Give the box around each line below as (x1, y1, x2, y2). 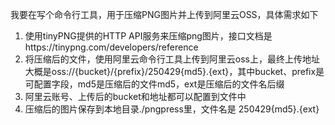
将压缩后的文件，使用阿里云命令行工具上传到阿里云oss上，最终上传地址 (24, 53, 320, 65)
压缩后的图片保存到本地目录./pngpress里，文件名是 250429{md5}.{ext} (24, 103, 320, 115)
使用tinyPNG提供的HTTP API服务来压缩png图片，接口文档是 (24, 30, 273, 42)
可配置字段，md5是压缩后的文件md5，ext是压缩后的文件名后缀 (24, 78, 285, 90)
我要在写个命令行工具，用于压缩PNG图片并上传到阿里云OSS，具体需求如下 (10, 9, 319, 20)
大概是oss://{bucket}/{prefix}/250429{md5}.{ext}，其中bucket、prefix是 (24, 66, 325, 77)
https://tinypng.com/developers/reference (24, 41, 199, 53)
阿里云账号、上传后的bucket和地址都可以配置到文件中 (24, 91, 247, 102)
